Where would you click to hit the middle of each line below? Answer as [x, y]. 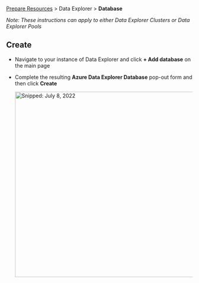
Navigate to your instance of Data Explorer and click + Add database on [103, 59]
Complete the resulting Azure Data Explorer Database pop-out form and [103, 77]
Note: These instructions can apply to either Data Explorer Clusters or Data [98, 20]
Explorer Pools [24, 26]
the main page [32, 65]
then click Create [36, 83]
